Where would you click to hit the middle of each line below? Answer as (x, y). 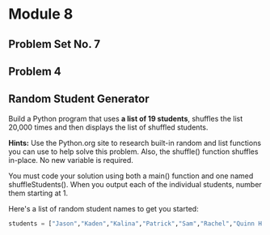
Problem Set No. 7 (55, 44)
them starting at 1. (38, 193)
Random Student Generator (79, 99)
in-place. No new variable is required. (71, 160)
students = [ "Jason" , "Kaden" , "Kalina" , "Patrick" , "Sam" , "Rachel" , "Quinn (131, 224)
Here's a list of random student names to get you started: (104, 208)
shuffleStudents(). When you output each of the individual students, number (135, 184)
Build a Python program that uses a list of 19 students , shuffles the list (126, 118)
